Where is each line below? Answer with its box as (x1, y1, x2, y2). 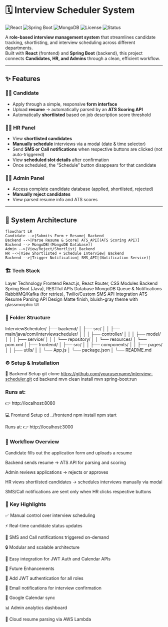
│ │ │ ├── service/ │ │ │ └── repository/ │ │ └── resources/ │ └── (5, 336, 147, 342)
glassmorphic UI (5, 302, 39, 308)
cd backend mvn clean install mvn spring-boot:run (33, 376, 137, 382)
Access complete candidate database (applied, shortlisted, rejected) (12, 186, 153, 192)
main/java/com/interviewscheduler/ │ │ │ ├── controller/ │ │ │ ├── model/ (5, 331, 161, 337)
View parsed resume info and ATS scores (12, 197, 98, 203)
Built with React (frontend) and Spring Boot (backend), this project (5, 50, 143, 56)
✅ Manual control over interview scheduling (5, 512, 95, 518)
